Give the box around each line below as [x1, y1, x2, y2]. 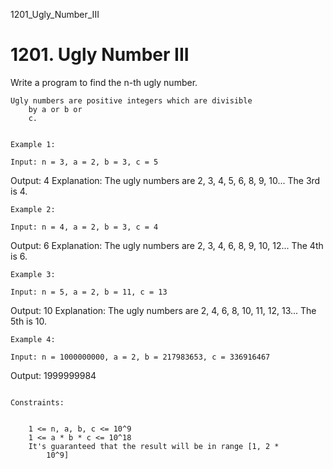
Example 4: [10, 334, 56, 344]
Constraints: [10, 397, 65, 408]
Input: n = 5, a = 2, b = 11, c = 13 [10, 287, 168, 297]
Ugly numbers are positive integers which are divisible [10, 95, 253, 106]
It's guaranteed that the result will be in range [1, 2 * [28, 441, 280, 451]
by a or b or [28, 104, 83, 114]
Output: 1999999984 [10, 369, 97, 381]
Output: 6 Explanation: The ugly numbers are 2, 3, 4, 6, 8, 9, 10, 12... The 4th [10, 239, 324, 251]
